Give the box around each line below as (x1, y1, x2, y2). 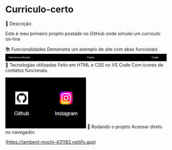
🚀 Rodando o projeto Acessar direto (87, 124, 163, 130)
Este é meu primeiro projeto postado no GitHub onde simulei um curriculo (5, 30, 161, 36)
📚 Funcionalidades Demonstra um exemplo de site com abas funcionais (5, 46, 158, 52)
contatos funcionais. (5, 68, 49, 74)
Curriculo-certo (5, 4, 74, 15)
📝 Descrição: (5, 20, 32, 27)
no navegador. (5, 129, 36, 135)
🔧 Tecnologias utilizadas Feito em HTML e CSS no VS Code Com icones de (5, 62, 164, 68)
